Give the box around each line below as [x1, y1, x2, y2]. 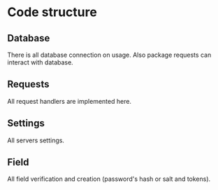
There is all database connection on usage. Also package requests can [7, 50, 212, 59]
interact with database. [7, 58, 73, 67]
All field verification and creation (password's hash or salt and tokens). [7, 175, 211, 183]
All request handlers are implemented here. [7, 97, 131, 105]
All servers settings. [7, 136, 65, 144]
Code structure [7, 4, 98, 20]
